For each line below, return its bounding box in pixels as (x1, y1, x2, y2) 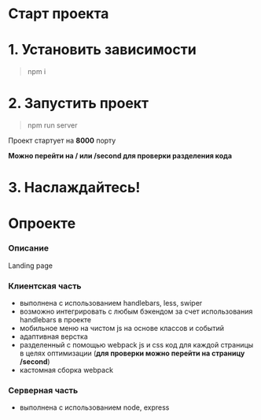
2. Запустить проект (8, 95, 149, 113)
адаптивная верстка (19, 332, 88, 341)
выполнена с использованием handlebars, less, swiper (19, 299, 203, 308)
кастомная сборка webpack (19, 366, 114, 375)
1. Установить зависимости (8, 41, 197, 59)
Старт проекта (8, 5, 109, 23)
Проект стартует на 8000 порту (8, 136, 116, 146)
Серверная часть (8, 385, 79, 396)
